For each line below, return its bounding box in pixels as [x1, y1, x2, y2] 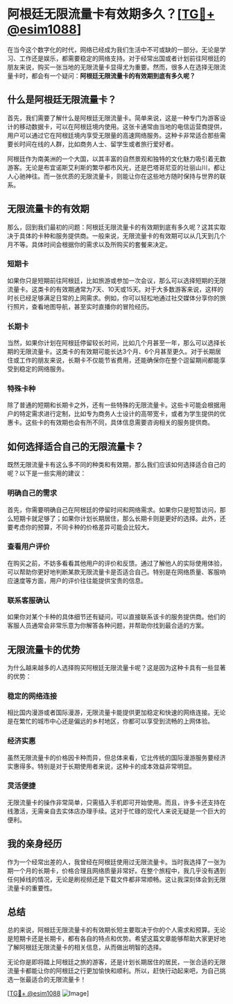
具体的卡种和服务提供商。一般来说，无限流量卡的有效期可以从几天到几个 [19, 231, 226, 240]
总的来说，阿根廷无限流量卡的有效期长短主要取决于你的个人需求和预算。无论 [7, 926, 226, 934]
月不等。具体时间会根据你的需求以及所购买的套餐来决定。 [7, 240, 171, 248]
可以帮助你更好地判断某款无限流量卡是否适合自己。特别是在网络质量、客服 [7, 568, 220, 576]
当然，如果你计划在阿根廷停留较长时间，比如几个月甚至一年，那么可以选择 [7, 339, 220, 347]
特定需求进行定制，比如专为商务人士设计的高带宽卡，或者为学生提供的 [19, 410, 220, 418]
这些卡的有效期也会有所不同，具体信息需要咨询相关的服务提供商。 [25, 418, 214, 427]
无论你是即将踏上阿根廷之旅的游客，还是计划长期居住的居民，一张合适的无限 [7, 958, 226, 966]
